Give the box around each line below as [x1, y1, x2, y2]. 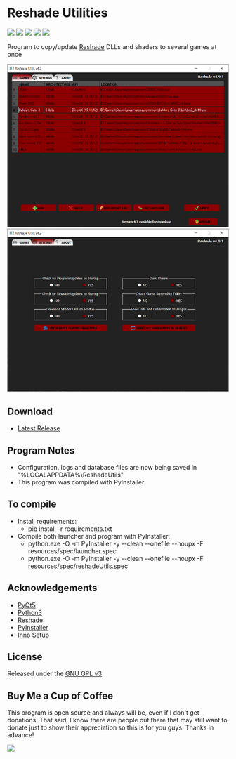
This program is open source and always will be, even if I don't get [7, 708, 200, 717]
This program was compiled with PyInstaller [17, 477, 145, 486]
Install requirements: [17, 517, 77, 525]
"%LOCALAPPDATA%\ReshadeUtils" [17, 470, 124, 479]
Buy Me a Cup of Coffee [7, 689, 114, 701]
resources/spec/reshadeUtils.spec [27, 562, 129, 570]
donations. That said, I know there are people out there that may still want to [7, 716, 228, 725]
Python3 [17, 608, 42, 616]
